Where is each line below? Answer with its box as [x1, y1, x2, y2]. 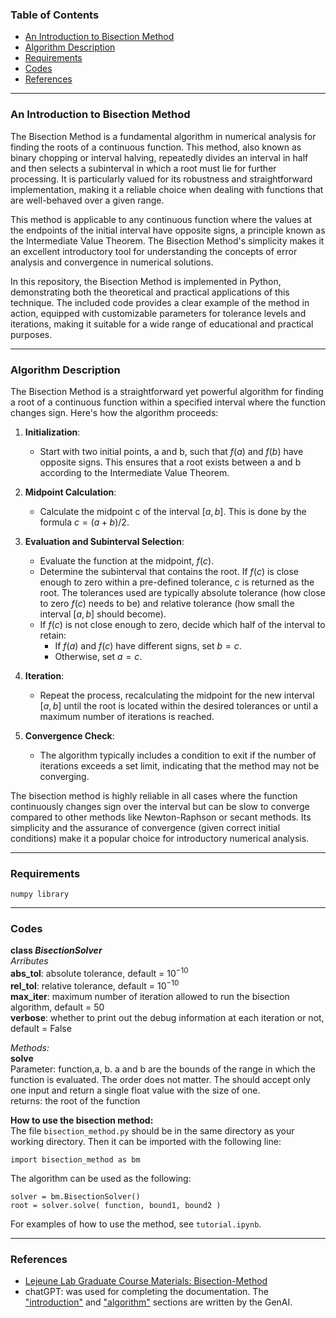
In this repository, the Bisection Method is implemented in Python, [10, 275, 282, 287]
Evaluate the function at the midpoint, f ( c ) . [39, 554, 215, 567]
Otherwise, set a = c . [54, 650, 143, 662]
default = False [10, 1022, 72, 1034]
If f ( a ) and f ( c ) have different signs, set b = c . [54, 639, 242, 652]
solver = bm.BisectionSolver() [10, 1191, 141, 1202]
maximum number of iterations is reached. [39, 710, 215, 722]
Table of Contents [10, 8, 100, 22]
